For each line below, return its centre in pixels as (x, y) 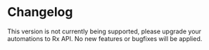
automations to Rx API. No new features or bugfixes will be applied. (105, 38)
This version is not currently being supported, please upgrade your (104, 31)
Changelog (40, 12)
